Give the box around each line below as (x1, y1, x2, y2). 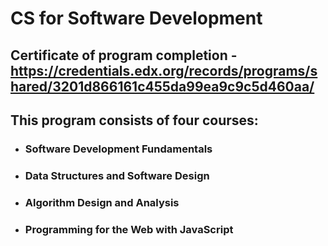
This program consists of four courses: (10, 112, 259, 129)
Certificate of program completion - (10, 47, 238, 64)
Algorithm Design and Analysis (24, 195, 180, 209)
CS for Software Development (10, 7, 263, 30)
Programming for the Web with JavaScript (24, 222, 234, 236)
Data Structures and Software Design (24, 168, 210, 182)
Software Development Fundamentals (24, 142, 213, 156)
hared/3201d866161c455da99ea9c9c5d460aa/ (10, 78, 315, 95)
